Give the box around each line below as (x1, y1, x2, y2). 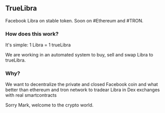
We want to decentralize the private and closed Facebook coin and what (5, 81, 158, 88)
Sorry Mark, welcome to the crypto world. (5, 102, 94, 108)
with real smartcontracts (5, 92, 57, 98)
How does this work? (5, 30, 59, 37)
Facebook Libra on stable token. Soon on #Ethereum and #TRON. (5, 17, 143, 23)
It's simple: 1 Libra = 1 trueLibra (5, 42, 71, 48)
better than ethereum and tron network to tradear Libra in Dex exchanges (5, 87, 160, 93)
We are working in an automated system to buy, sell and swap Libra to (5, 52, 154, 58)
